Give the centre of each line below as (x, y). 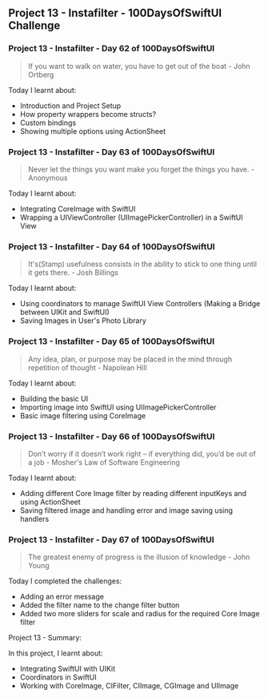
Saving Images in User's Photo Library (83, 321)
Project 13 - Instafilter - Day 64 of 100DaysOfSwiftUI (112, 246)
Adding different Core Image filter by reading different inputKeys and (133, 493)
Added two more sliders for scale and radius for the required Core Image (140, 614)
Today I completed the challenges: (65, 581)
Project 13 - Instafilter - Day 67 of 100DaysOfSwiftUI (111, 539)
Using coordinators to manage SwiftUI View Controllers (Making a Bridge (140, 304)
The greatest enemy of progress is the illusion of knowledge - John (139, 557)
